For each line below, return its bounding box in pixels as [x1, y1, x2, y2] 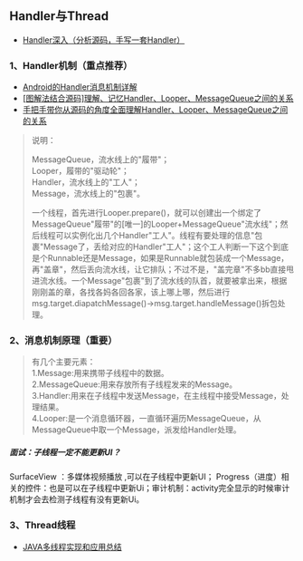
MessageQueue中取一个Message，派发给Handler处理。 [31, 424, 241, 435]
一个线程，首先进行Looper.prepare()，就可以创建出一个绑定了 [31, 208, 262, 218]
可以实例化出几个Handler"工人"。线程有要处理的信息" [55, 230, 255, 241]
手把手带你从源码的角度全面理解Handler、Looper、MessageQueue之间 [22, 104, 289, 115]
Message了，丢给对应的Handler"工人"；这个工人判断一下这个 [43, 241, 273, 252]
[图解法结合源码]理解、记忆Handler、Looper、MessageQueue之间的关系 [22, 93, 294, 104]
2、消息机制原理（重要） [9, 334, 118, 347]
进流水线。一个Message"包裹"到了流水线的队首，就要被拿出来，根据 [31, 276, 288, 286]
